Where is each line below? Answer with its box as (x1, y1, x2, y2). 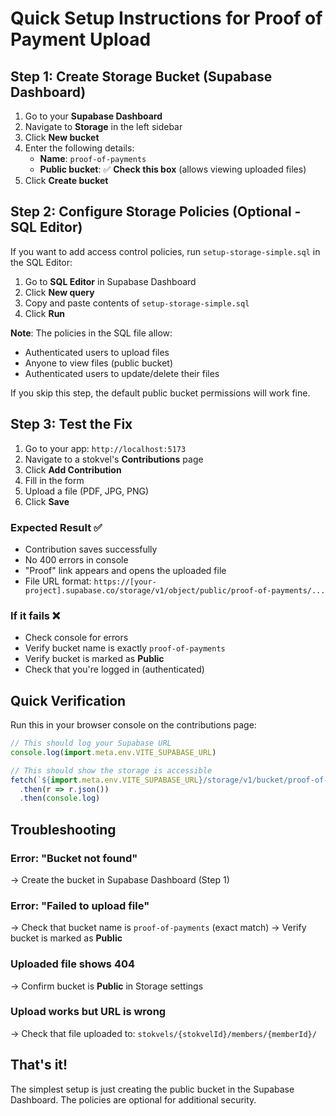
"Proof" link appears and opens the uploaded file (24, 564, 227, 576)
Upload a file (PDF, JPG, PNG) (24, 485, 150, 497)
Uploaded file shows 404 (10, 957, 136, 971)
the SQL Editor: (10, 256, 73, 268)
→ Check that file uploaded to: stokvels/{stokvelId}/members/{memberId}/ (10, 1027, 317, 1039)
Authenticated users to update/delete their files (24, 367, 220, 379)
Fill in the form (24, 474, 85, 486)
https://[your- (93, 577, 157, 587)
